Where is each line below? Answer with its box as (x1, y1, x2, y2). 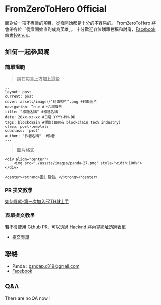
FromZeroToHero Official (5, 3, 107, 15)
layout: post (5, 90, 32, 94)
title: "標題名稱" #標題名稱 (5, 109, 58, 114)
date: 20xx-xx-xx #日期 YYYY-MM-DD (5, 114, 76, 120)
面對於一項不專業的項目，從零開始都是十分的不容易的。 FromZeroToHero (5, 20, 151, 26)
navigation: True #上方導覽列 (5, 104, 63, 109)
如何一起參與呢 (5, 48, 50, 56)
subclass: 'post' (5, 128, 40, 133)
